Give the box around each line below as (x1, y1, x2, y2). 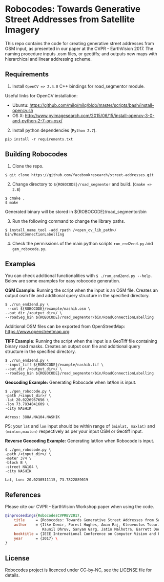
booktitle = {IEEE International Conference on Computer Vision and (14, 531, 156, 536)
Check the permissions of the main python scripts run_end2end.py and (12, 240, 153, 246)
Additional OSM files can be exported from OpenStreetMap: (5, 324, 125, 329)
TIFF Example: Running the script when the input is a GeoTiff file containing (5, 338, 158, 344)
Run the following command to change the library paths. (12, 218, 125, 224)
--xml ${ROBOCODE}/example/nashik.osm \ (7, 306, 91, 311)
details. (5, 572, 20, 578)
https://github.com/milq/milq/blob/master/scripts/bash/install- (29, 102, 155, 108)
